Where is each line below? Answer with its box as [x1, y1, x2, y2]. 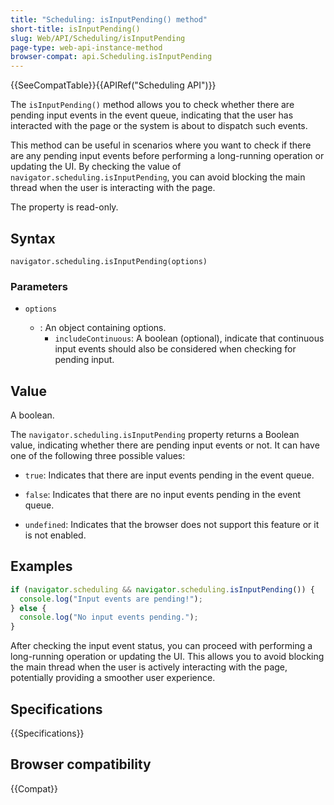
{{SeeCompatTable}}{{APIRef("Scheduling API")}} [10, 79, 217, 91]
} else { [10, 603, 47, 613]
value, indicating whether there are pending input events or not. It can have [10, 439, 320, 451]
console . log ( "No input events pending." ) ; [19, 612, 199, 623]
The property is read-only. [10, 201, 119, 213]
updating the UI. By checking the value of [10, 161, 182, 173]
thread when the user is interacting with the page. [10, 182, 216, 194]
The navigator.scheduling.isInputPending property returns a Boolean [10, 429, 300, 441]
